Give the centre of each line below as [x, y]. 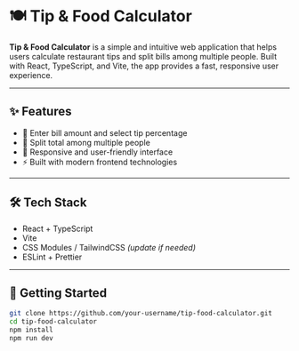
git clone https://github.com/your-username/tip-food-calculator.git [141, 314]
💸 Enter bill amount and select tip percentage [105, 132]
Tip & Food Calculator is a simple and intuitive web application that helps [143, 47]
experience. [31, 75]
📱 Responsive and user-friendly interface [97, 152]
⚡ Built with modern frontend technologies [100, 162]
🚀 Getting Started [58, 293]
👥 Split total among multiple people [86, 142]
